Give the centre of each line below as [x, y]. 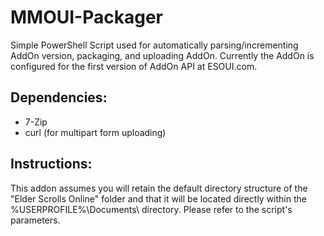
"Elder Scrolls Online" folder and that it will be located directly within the [158, 198]
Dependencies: [59, 97]
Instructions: [51, 164]
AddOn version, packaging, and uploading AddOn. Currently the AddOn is [162, 55]
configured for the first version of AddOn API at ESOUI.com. [134, 66]
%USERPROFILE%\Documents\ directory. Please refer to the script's [151, 209]
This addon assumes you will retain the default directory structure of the [159, 188]
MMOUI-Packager [86, 17]
